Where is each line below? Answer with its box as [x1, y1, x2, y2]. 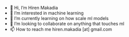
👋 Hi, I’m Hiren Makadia [9, 5, 58, 10]
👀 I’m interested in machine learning [9, 10, 84, 16]
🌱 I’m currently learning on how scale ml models [9, 15, 109, 21]
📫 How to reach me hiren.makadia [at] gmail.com [9, 26, 112, 32]
